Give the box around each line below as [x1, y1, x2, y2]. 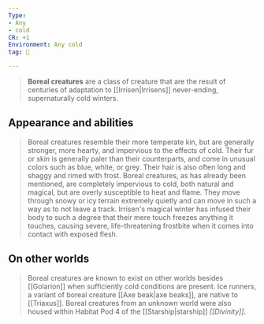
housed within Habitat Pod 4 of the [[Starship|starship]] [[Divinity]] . [27, 307, 247, 316]
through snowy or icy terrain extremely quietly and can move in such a [27, 196, 257, 205]
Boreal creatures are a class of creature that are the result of [27, 76, 226, 86]
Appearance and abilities [8, 116, 134, 130]
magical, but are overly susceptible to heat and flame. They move [27, 187, 240, 197]
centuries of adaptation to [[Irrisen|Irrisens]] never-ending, [27, 85, 219, 95]
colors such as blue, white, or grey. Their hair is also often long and [27, 162, 246, 172]
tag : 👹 [8, 48, 30, 56]
